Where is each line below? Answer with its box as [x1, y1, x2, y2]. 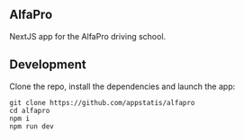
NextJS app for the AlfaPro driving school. [9, 31, 167, 41]
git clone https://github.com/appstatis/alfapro [9, 98, 195, 107]
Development [9, 57, 87, 73]
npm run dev [9, 121, 54, 131]
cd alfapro [9, 106, 50, 115]
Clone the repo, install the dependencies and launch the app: [9, 81, 236, 92]
